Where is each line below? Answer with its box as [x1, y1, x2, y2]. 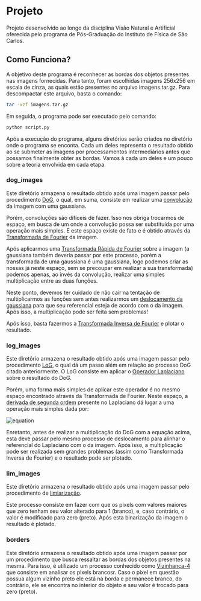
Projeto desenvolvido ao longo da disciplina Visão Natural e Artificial [6, 24, 176, 31]
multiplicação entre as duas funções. [6, 277, 98, 284]
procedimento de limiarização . [6, 489, 82, 497]
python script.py [6, 124, 50, 130]
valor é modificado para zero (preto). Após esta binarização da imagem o [6, 514, 188, 521]
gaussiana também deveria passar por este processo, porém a [6, 251, 161, 259]
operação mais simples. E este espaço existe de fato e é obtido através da [6, 227, 191, 234]
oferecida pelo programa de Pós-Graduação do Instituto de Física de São [6, 30, 188, 37]
